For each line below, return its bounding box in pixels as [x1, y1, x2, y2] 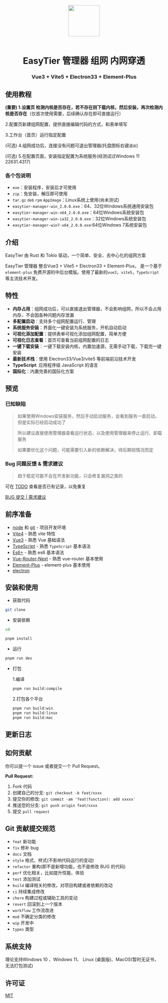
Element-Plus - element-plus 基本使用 [12, 562, 91, 568]
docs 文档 [12, 851, 32, 857]
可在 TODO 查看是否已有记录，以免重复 [5, 483, 86, 489]
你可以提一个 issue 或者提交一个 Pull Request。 [5, 763, 102, 769]
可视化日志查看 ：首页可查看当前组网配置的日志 [12, 337, 109, 343]
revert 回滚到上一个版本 [12, 901, 62, 907]
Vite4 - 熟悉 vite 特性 [12, 531, 56, 537]
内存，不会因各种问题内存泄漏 [12, 312, 74, 318]
